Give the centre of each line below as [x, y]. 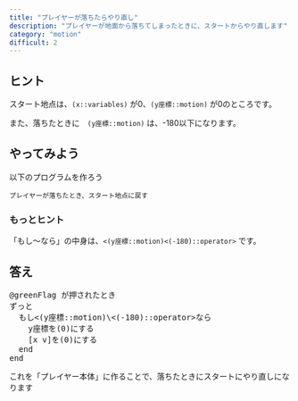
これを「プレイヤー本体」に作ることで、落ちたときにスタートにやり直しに [146, 376]
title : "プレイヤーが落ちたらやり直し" [74, 17]
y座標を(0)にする [61, 328]
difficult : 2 [33, 42]
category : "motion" [46, 34]
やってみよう [44, 154]
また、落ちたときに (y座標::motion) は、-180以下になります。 [125, 123]
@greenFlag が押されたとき [62, 295]
